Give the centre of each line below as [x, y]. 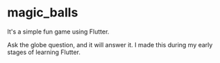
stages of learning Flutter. [44, 52]
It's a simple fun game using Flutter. [58, 32]
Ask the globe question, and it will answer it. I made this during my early [110, 45]
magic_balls [43, 13]
